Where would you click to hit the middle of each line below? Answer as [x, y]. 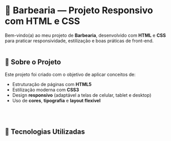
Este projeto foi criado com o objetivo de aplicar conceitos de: [70, 74]
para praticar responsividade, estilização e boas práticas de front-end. [79, 41]
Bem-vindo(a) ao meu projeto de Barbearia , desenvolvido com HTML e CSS [85, 35]
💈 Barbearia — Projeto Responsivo [79, 10]
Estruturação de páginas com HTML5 [52, 84]
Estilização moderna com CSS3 [46, 90]
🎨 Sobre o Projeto [33, 62]
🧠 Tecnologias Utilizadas [45, 132]
